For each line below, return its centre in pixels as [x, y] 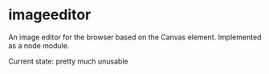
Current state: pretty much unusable [68, 61]
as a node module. [39, 45]
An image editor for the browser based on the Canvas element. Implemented [135, 37]
